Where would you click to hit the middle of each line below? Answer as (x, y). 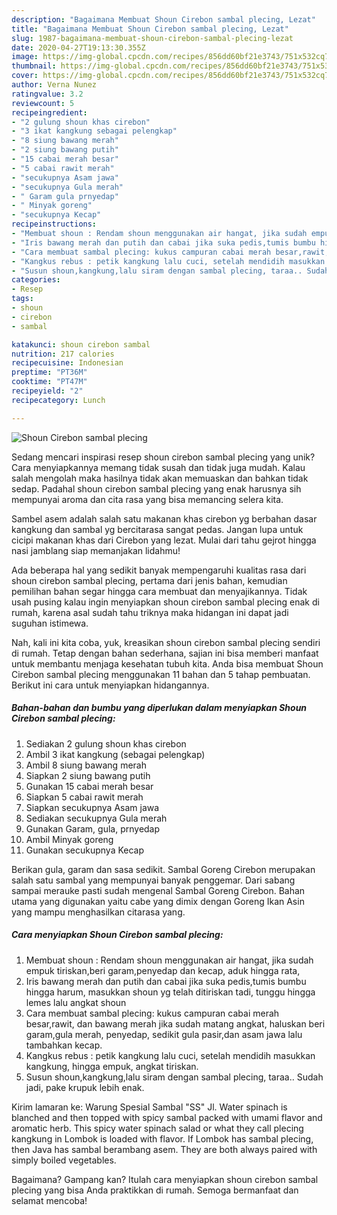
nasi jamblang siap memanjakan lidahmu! (96, 550)
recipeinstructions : (54, 224)
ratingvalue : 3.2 (47, 94)
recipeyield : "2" (47, 391)
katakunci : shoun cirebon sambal (81, 344)
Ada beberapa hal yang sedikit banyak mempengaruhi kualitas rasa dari (159, 570)
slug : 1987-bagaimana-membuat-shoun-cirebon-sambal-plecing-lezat (152, 38)
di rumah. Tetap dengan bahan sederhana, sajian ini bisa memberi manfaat (165, 653)
